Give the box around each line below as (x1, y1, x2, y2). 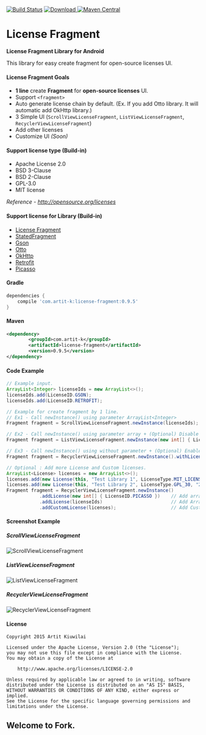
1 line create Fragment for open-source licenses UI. (15, 87, 148, 94)
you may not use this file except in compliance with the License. (6, 650, 183, 656)
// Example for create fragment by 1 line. (6, 408, 120, 415)
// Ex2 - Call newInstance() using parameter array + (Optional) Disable (6, 431, 199, 438)
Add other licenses (15, 126, 63, 134)
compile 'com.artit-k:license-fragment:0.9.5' (17, 298, 139, 305)
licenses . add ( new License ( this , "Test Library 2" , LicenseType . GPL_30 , (6, 482, 193, 488)
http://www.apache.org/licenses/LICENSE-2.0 (17, 666, 133, 672)
